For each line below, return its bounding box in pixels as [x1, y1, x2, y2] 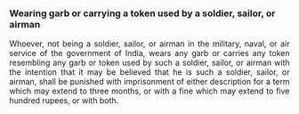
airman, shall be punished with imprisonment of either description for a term [9, 77, 290, 87]
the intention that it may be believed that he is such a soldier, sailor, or [9, 67, 290, 77]
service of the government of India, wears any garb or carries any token [9, 48, 290, 59]
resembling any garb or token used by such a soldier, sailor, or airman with [9, 57, 290, 69]
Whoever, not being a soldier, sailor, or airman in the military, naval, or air [9, 38, 290, 49]
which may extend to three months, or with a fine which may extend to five [9, 85, 290, 96]
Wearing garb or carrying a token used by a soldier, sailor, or [9, 7, 276, 20]
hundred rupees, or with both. [9, 95, 119, 106]
